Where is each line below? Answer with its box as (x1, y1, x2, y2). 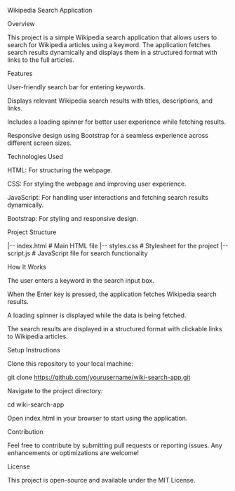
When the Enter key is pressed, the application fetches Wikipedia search (7, 290, 217, 298)
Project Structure (7, 228, 57, 236)
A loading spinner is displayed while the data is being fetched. (7, 311, 187, 319)
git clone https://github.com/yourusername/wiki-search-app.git (7, 373, 191, 381)
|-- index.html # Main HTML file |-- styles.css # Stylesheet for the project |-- (7, 242, 229, 250)
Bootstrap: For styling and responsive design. (7, 215, 139, 222)
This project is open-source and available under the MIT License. (7, 476, 196, 484)
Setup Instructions (7, 346, 61, 354)
